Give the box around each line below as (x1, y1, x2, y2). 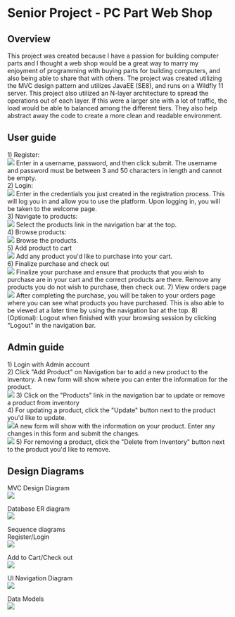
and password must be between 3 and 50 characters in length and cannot (7, 166, 222, 174)
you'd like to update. (7, 413, 67, 421)
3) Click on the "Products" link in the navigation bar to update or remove (15, 390, 225, 399)
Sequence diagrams (7, 526, 65, 534)
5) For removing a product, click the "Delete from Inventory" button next (15, 438, 225, 446)
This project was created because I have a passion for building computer (7, 51, 220, 60)
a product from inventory (7, 398, 80, 407)
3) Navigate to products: (7, 212, 78, 220)
